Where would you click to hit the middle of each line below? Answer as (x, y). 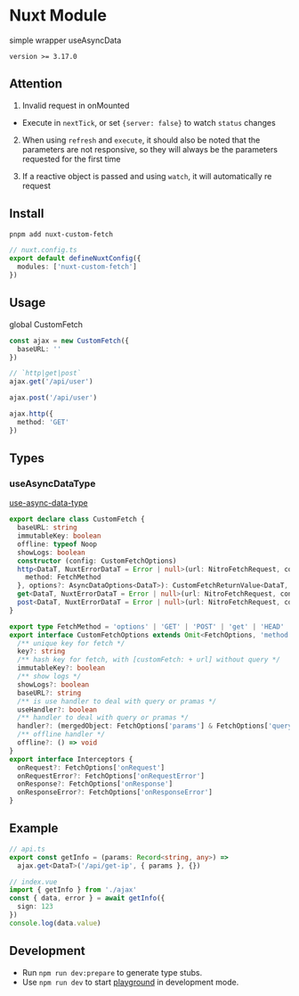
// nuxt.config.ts (43, 251)
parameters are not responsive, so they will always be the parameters (150, 149)
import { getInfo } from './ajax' (73, 890)
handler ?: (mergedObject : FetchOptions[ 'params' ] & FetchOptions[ (143, 726)
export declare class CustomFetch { (77, 519)
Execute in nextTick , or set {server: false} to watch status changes (149, 122)
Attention (36, 84)
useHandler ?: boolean (57, 710)
